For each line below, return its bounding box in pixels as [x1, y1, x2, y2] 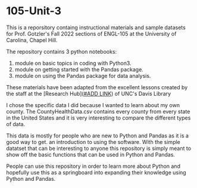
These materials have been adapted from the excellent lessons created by [6, 83, 188, 90]
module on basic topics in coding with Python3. [14, 59, 132, 67]
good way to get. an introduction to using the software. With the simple [6, 138, 180, 145]
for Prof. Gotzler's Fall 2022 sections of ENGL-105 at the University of [6, 30, 177, 37]
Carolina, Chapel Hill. [6, 36, 58, 43]
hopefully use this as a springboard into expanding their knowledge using [6, 168, 186, 176]
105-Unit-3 [6, 4, 61, 18]
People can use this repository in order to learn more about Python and [6, 162, 180, 170]
